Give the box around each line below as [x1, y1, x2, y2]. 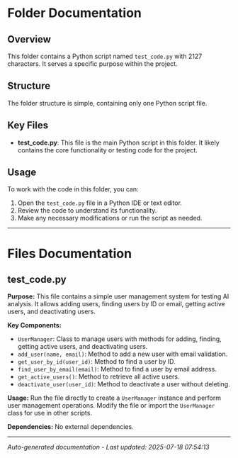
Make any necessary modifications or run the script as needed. [17, 214, 203, 223]
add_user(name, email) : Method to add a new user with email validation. [17, 350, 228, 359]
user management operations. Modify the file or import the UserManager [7, 401, 215, 410]
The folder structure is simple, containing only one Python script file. [7, 99, 208, 107]
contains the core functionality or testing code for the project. [17, 145, 198, 154]
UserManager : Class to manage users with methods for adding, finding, [17, 335, 222, 343]
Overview [7, 33, 52, 45]
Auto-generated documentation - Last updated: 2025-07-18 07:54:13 [7, 443, 210, 452]
